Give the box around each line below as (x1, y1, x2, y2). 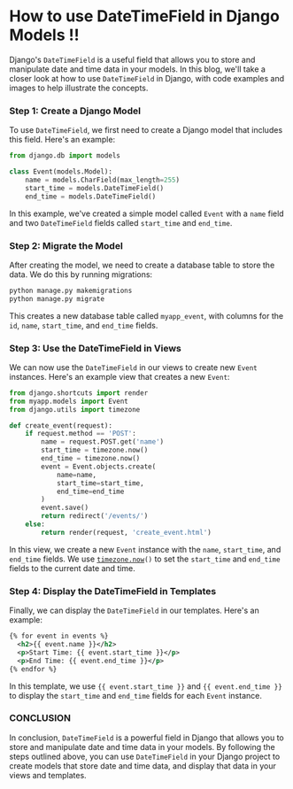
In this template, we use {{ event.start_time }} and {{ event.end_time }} (9, 680, 283, 692)
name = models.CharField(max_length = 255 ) (25, 175, 180, 184)
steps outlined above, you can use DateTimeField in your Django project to (9, 751, 281, 762)
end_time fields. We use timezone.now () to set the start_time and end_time (9, 553, 281, 564)
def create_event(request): (9, 421, 113, 430)
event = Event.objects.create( (41, 462, 157, 471)
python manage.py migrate (9, 294, 104, 303)
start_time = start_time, (56, 478, 144, 488)
